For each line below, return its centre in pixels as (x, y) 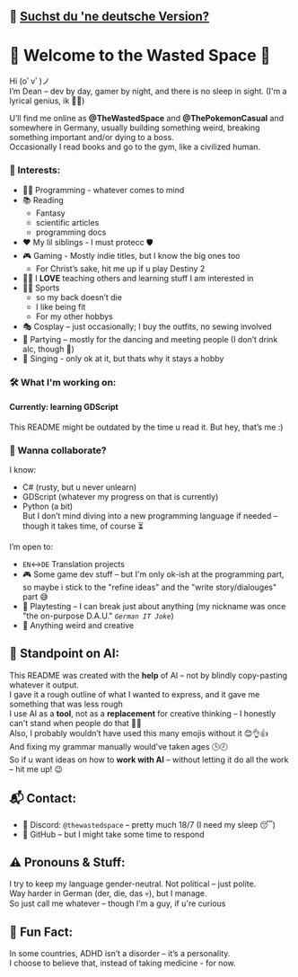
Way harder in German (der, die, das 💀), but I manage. (109, 893)
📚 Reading (43, 200)
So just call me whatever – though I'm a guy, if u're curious (118, 903)
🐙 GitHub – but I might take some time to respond (113, 834)
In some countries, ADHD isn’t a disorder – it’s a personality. (120, 954)
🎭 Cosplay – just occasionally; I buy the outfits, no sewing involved (147, 326)
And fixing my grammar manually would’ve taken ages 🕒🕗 (119, 746)
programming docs (71, 232)
